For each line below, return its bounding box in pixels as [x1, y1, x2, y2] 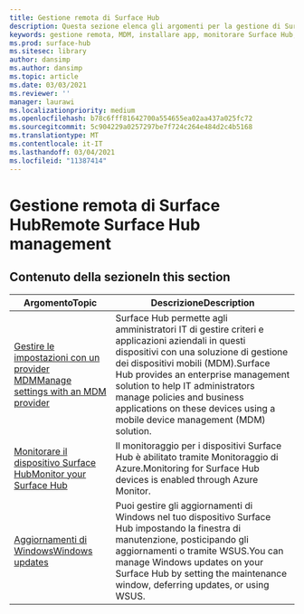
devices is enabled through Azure [115, 473, 259, 486]
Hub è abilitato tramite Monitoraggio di [115, 450, 279, 463]
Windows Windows [14, 544, 93, 557]
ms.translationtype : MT [9, 131, 100, 140]
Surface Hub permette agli [115, 311, 228, 324]
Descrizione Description [150, 296, 255, 308]
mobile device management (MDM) [115, 413, 266, 426]
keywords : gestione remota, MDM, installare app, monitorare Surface [9, 30, 278, 39]
